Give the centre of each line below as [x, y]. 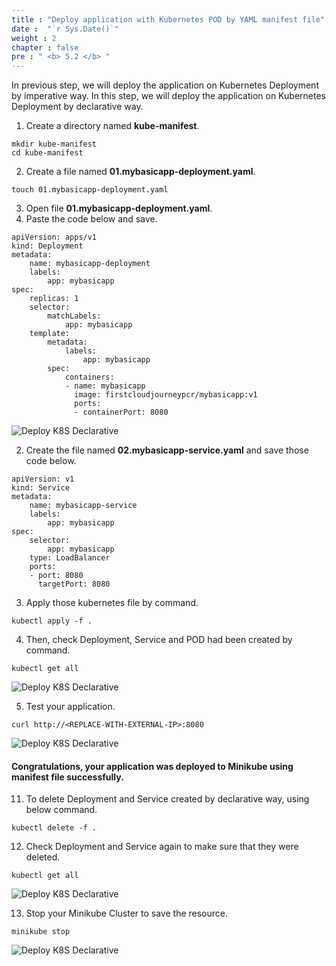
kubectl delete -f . [54, 828]
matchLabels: [74, 316]
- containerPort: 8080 [121, 412]
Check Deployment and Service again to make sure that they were [162, 847]
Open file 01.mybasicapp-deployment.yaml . [119, 208]
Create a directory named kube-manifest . [112, 126]
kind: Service [41, 488]
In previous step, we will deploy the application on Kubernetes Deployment [165, 85]
